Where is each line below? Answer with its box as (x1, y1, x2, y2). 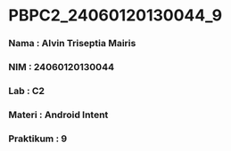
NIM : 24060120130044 (8, 61, 115, 74)
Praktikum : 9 (8, 132, 68, 145)
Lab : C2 (8, 84, 45, 97)
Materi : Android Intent (8, 108, 109, 121)
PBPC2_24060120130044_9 (8, 5, 223, 26)
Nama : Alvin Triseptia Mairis (8, 37, 136, 50)
